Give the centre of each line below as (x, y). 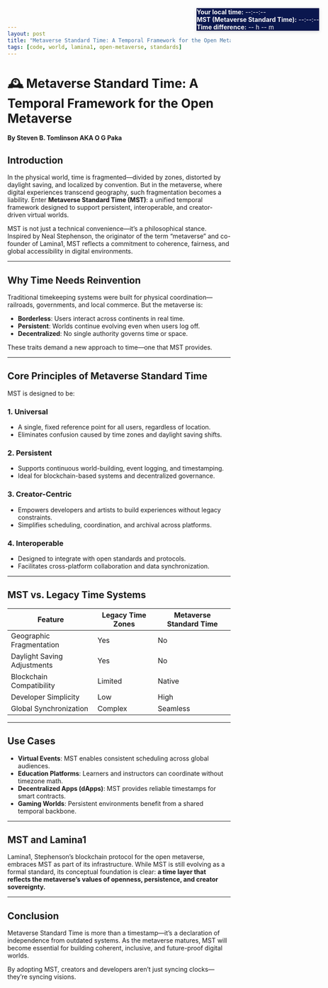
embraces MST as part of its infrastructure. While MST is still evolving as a (116, 865)
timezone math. (40, 781)
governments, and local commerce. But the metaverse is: (120, 305)
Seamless (174, 708)
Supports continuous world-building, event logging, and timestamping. (121, 468)
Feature (51, 619)
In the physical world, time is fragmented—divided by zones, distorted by (114, 177)
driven (17, 215)
